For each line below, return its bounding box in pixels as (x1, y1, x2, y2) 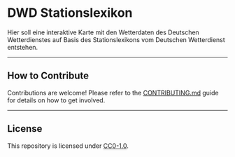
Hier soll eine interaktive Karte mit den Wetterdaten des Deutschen (7, 28, 199, 36)
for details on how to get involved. (7, 96, 106, 104)
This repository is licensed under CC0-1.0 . (7, 142, 129, 150)
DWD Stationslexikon (7, 5, 133, 21)
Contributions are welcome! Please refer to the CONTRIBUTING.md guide (7, 88, 219, 97)
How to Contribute (7, 70, 90, 82)
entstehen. (7, 43, 38, 51)
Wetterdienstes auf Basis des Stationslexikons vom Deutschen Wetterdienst (7, 35, 225, 43)
